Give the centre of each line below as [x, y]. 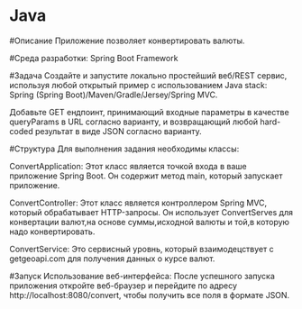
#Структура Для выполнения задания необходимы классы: [124, 149]
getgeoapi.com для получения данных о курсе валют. [112, 259]
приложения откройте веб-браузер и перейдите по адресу [123, 286]
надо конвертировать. [52, 232]
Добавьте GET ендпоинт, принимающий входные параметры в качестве [150, 112]
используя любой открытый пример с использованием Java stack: [138, 85]
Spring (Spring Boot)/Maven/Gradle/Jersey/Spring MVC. [114, 95]
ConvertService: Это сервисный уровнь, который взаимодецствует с [142, 249]
